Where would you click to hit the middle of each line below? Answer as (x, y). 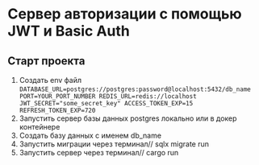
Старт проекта (46, 61)
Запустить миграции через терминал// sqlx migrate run (114, 144)
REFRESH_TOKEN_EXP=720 (57, 110)
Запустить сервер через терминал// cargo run (99, 153)
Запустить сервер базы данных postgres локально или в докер (128, 118)
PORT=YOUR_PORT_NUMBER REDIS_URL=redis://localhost (108, 97)
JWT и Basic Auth (69, 31)
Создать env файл (50, 80)
